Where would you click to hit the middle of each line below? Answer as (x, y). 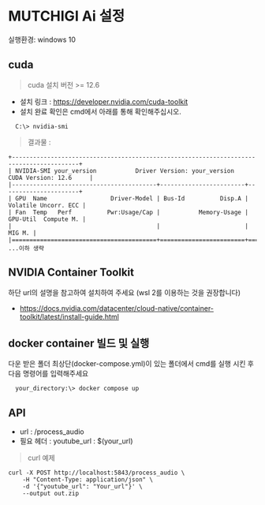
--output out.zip (51, 494)
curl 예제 (41, 458)
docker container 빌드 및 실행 (79, 343)
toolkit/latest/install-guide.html (69, 316)
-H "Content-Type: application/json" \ (88, 480)
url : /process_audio (52, 432)
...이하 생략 (26, 248)
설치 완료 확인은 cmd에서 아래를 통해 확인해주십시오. (100, 111)
